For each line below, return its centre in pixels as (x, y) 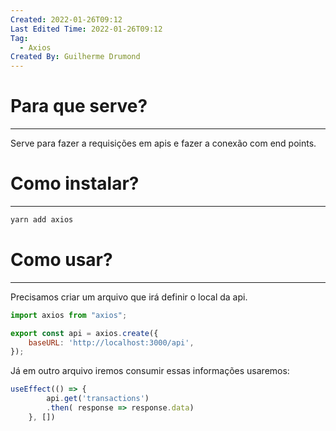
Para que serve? (79, 106)
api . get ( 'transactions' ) (98, 399)
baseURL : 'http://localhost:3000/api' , (111, 342)
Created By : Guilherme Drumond (75, 57)
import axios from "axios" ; (69, 315)
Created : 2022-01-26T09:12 (66, 19)
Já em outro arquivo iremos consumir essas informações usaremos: (150, 371)
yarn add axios (42, 220)
